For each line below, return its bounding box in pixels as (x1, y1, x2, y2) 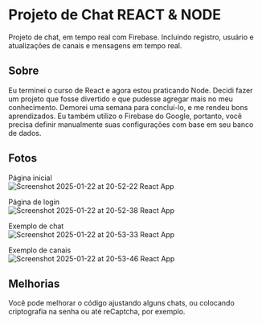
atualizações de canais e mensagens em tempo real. (8, 40, 182, 50)
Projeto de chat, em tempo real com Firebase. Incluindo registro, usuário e (8, 32, 255, 42)
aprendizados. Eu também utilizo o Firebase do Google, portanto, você (8, 111, 243, 121)
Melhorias (8, 277, 60, 290)
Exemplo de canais (8, 245, 72, 255)
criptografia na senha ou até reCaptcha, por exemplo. (8, 307, 186, 317)
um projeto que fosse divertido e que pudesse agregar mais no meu (8, 94, 233, 104)
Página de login (8, 197, 60, 207)
